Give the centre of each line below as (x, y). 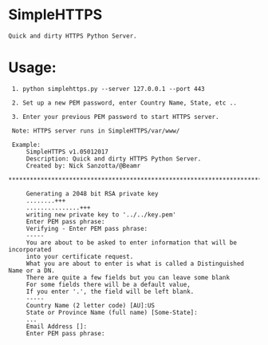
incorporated (30, 249)
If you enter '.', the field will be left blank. (110, 291)
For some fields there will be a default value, (108, 284)
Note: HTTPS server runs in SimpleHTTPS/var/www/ (96, 131)
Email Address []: (57, 326)
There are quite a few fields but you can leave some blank (128, 277)
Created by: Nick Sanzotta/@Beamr (83, 165)
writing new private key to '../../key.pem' (101, 214)
